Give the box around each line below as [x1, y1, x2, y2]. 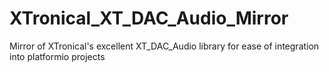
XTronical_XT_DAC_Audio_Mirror [9, 7, 289, 30]
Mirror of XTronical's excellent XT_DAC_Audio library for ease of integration [9, 40, 320, 52]
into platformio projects [9, 50, 106, 62]
